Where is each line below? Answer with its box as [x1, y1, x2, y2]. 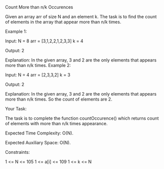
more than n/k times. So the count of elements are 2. [5, 96, 113, 102]
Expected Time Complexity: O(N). [5, 130, 74, 136]
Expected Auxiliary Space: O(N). [5, 140, 71, 145]
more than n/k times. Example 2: [5, 63, 71, 68]
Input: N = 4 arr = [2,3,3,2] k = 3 [5, 72, 71, 78]
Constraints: [5, 149, 30, 155]
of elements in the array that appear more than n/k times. [5, 19, 122, 25]
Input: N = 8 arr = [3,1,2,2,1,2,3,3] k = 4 [5, 38, 83, 44]
